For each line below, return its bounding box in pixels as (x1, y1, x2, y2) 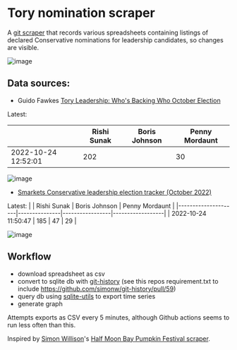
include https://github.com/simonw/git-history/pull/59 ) (17, 284, 176, 293)
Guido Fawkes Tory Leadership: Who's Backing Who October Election (17, 96, 221, 104)
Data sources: (7, 78, 71, 90)
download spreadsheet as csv (17, 270, 106, 278)
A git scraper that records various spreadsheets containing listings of (7, 28, 209, 37)
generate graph (17, 299, 63, 308)
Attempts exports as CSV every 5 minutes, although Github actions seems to (7, 313, 230, 322)
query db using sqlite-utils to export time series (17, 291, 156, 301)
